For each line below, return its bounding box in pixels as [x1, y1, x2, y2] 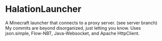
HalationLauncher [5, 3, 82, 15]
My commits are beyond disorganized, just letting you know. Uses [5, 25, 141, 31]
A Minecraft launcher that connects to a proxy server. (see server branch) [5, 20, 157, 26]
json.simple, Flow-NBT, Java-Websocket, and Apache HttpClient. [5, 30, 140, 36]
